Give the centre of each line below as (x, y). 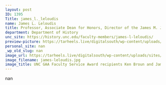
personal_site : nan (25, 46)
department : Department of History (42, 32)
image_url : (16, 55)
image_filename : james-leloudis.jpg (43, 60)
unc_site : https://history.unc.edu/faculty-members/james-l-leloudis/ (79, 37)
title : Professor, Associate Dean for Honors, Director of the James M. (82, 28)
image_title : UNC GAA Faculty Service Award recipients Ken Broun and (79, 64)
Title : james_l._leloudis (32, 19)
